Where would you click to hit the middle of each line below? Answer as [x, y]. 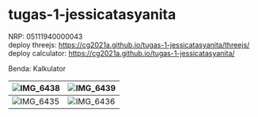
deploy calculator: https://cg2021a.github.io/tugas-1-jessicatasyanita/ [121, 53]
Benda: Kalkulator [37, 68]
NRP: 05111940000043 [46, 36]
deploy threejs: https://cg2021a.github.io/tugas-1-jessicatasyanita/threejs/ [129, 44]
